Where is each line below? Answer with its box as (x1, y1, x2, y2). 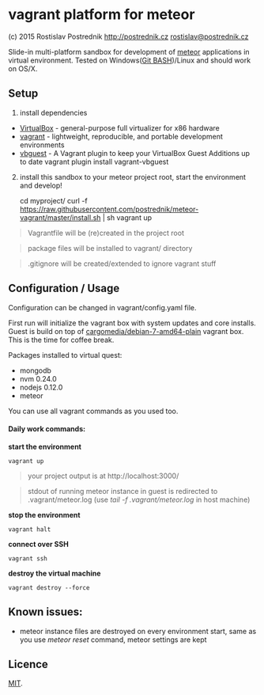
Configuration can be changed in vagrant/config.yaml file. (8, 302, 197, 312)
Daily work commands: (8, 424, 85, 434)
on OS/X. (8, 63, 38, 73)
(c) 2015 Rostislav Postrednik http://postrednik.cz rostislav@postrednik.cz (8, 32, 249, 41)
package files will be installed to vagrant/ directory (27, 243, 193, 253)
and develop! (19, 180, 63, 190)
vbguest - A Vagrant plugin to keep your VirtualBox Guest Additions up (19, 148, 251, 158)
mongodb (19, 366, 51, 375)
